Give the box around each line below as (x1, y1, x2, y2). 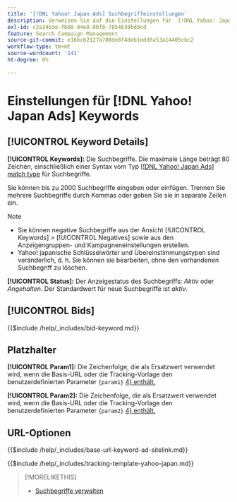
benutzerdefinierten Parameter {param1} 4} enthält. (7, 378, 156, 386)
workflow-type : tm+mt (7, 43, 71, 50)
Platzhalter (7, 344, 57, 356)
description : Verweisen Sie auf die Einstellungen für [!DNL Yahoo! (7, 17, 217, 24)
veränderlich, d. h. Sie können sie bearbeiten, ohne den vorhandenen (17, 256, 219, 264)
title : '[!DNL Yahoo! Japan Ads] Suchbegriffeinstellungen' (7, 10, 188, 18)
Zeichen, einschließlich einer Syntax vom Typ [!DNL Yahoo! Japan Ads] (7, 162, 214, 170)
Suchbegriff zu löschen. (17, 263, 88, 272)
